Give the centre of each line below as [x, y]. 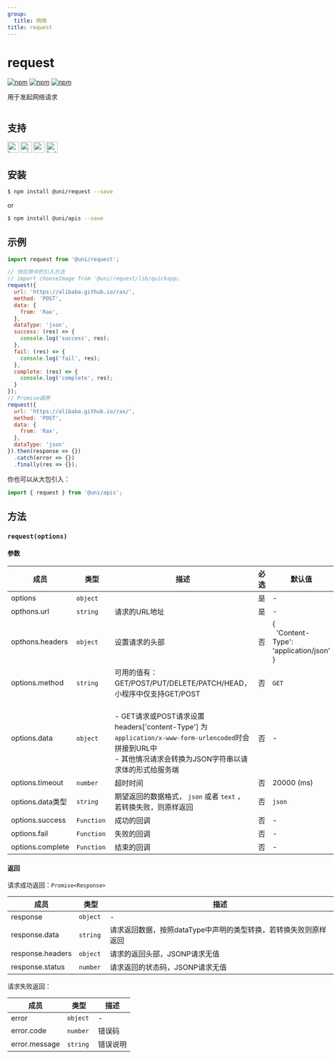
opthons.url [30, 612]
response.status [38, 967]
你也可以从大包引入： [39, 479]
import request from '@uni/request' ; [64, 259]
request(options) [37, 536]
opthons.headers [40, 642]
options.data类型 [39, 802]
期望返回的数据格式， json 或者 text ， [179, 796]
